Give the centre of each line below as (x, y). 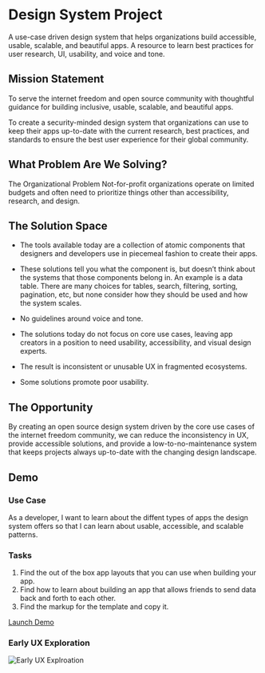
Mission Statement (56, 79)
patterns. (23, 535)
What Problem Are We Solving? (88, 164)
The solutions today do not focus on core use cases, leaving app (126, 334)
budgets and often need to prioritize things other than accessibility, (119, 192)
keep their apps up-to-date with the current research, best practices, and (129, 130)
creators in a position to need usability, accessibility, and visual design (135, 343)
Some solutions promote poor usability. (84, 383)
